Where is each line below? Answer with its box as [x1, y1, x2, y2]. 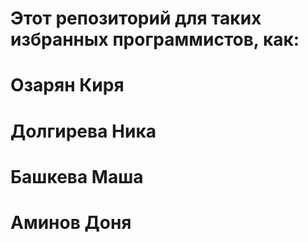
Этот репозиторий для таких [10, 7, 262, 30]
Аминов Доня [10, 211, 132, 234]
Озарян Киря [10, 74, 125, 97]
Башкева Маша [10, 165, 144, 188]
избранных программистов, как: [10, 28, 300, 51]
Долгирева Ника [10, 120, 157, 142]
